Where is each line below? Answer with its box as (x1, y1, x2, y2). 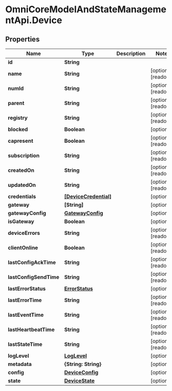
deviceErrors (8, 229, 40, 236)
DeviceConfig (64, 369, 99, 376)
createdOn (8, 167, 35, 173)
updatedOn (8, 182, 36, 188)
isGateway (8, 218, 34, 225)
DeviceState (64, 377, 95, 384)
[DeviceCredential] (64, 193, 112, 200)
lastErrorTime (8, 297, 42, 303)
